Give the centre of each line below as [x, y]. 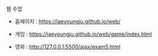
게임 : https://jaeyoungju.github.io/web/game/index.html [83, 34]
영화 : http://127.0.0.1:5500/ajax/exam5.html [68, 47]
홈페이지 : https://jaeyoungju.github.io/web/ [68, 21]
